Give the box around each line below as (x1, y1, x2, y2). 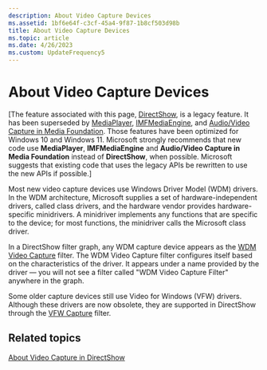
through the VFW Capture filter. (8, 308, 112, 317)
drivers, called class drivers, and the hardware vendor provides (8, 201, 217, 211)
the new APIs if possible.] (8, 168, 92, 178)
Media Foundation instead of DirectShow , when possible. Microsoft (8, 152, 233, 161)
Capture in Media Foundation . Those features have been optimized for (8, 126, 239, 136)
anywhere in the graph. (8, 276, 84, 285)
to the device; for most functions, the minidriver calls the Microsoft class (8, 218, 246, 227)
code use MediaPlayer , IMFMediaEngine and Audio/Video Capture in (8, 143, 241, 152)
